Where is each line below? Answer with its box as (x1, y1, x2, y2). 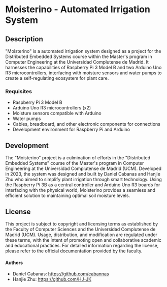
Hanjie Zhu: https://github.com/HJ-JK (12, 276, 92, 282)
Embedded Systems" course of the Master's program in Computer (5, 160, 144, 166)
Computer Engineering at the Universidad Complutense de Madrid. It (5, 59, 149, 65)
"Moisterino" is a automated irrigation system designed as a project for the (5, 48, 161, 54)
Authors (5, 260, 23, 266)
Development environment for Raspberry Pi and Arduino (12, 126, 130, 133)
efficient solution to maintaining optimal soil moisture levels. (5, 192, 130, 199)
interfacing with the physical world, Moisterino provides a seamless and (5, 187, 156, 193)
